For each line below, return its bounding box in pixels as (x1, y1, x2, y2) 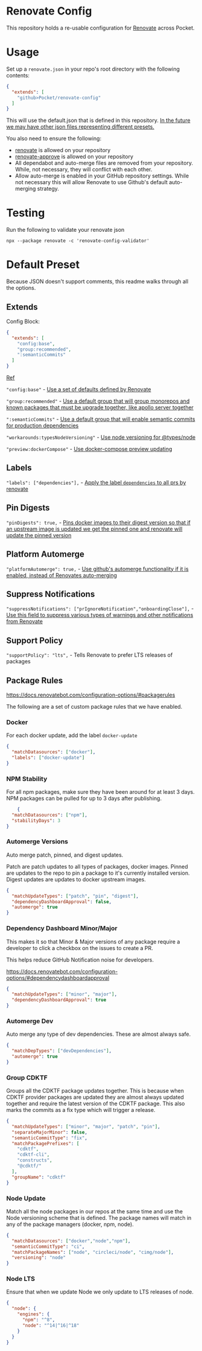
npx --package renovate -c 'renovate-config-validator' (6, 238, 150, 244)
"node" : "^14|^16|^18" (22, 1322, 80, 1329)
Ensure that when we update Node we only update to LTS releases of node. (6, 1288, 194, 1295)
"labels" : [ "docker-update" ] (11, 755, 85, 761)
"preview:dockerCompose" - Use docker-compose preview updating (6, 446, 172, 453)
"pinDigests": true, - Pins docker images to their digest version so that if (6, 519, 191, 526)
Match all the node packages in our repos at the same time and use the (6, 1207, 183, 1215)
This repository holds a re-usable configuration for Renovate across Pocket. (6, 24, 195, 31)
